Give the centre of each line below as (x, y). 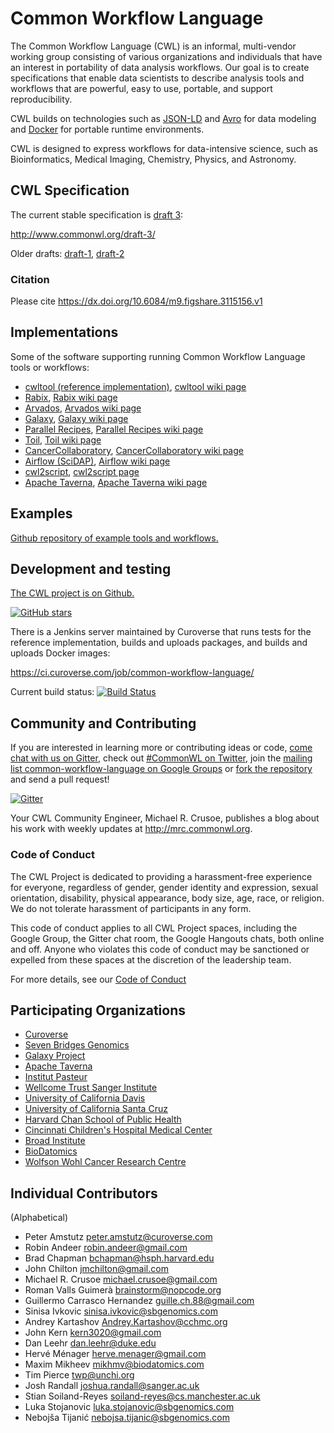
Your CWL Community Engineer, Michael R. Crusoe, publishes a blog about (165, 818)
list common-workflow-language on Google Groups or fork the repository (161, 769)
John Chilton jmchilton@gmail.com (96, 1269)
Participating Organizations (98, 1010)
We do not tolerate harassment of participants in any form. (131, 908)
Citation (30, 279)
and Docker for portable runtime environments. (107, 129)
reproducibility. (41, 99)
